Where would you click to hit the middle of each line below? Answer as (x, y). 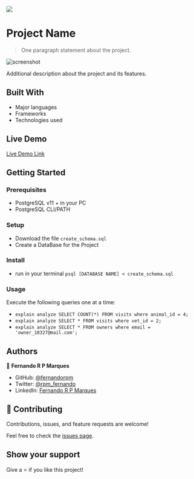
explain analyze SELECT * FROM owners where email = (83, 327)
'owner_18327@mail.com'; (46, 333)
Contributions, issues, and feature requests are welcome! (78, 424)
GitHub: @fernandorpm (44, 377)
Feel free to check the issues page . (50, 435)
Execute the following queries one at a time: (61, 302)
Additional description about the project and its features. (76, 73)
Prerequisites (26, 189)
